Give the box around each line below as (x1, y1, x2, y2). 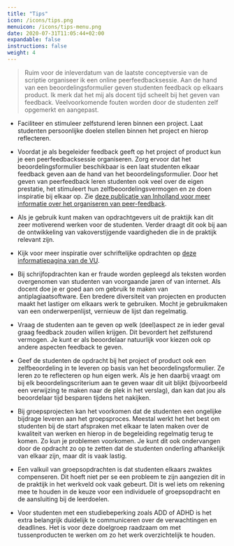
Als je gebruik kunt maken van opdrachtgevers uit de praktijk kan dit (17, 213, 214, 221)
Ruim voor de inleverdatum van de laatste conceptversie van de (24, 68, 208, 77)
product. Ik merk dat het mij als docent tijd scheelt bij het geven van (24, 90, 220, 99)
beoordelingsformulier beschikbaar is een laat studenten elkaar (17, 162, 200, 171)
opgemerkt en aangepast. (24, 106, 99, 114)
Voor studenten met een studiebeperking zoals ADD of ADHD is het (17, 508, 212, 517)
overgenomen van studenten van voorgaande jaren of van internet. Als (17, 277, 221, 285)
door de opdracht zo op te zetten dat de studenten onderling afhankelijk (17, 444, 225, 452)
